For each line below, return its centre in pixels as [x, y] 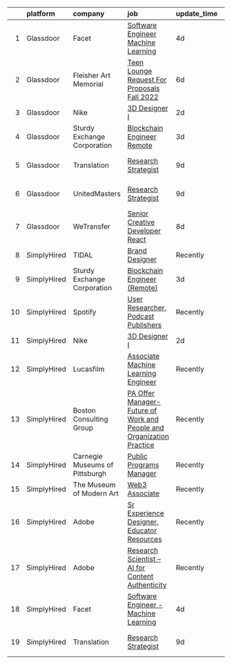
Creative [141, 222]
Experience [146, 513]
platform [41, 13]
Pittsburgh [90, 474]
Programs [143, 465]
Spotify [85, 312]
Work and [143, 419]
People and [146, 428]
